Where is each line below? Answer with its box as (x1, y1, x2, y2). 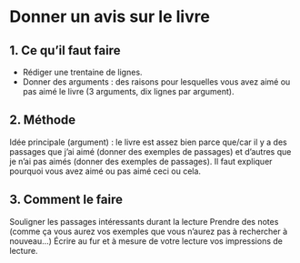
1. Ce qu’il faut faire (9, 43, 121, 58)
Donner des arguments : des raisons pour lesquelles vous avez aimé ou (22, 76, 291, 87)
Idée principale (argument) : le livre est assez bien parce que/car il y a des (9, 137, 288, 147)
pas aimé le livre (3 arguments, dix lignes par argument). (22, 86, 235, 96)
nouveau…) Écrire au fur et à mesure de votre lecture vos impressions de (9, 235, 284, 247)
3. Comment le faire (9, 192, 123, 207)
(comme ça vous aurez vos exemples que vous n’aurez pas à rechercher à (9, 226, 288, 237)
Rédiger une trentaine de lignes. (22, 66, 143, 77)
